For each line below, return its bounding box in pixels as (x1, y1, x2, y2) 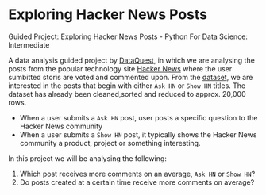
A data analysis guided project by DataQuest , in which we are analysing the (8, 55, 256, 65)
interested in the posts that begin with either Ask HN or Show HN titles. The (8, 81, 246, 90)
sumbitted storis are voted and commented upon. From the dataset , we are (8, 72, 253, 82)
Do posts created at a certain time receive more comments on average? (19, 177, 255, 187)
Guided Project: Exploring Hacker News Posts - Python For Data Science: (8, 32, 249, 41)
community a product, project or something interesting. (19, 138, 201, 147)
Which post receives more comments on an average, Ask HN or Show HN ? (19, 169, 256, 178)
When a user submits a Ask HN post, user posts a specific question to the (19, 113, 258, 122)
